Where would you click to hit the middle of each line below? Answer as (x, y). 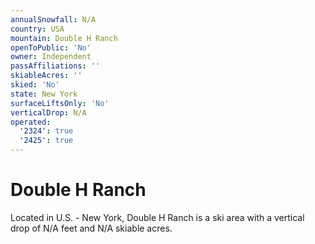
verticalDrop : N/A (48, 112)
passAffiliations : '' (55, 66)
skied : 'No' (35, 85)
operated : (31, 122)
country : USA (37, 29)
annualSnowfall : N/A (53, 19)
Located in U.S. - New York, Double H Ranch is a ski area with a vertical (157, 217)
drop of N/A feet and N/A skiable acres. (91, 228)
